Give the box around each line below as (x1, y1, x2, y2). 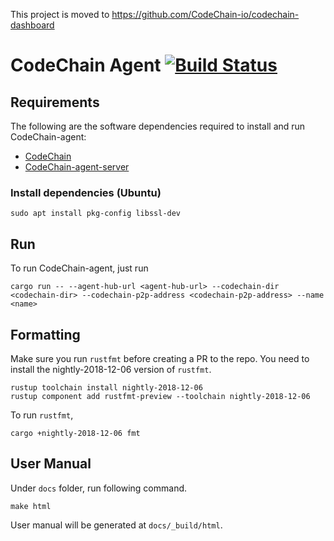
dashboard (10, 19, 55, 31)
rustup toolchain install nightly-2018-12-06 (10, 382, 203, 393)
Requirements (10, 94, 100, 111)
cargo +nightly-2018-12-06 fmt (10, 428, 141, 438)
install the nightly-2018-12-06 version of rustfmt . (10, 363, 212, 375)
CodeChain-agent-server (24, 161, 130, 173)
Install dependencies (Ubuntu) (10, 185, 162, 199)
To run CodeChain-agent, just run (10, 262, 149, 274)
